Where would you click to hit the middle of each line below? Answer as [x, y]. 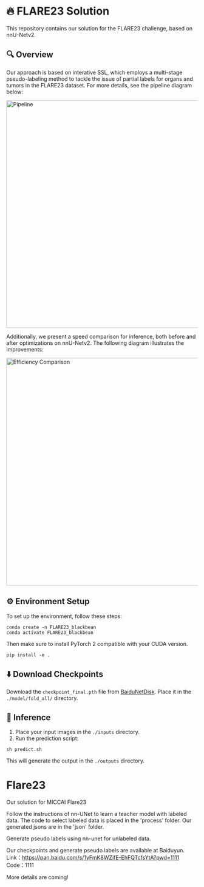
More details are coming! [37, 877]
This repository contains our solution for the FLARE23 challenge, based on [100, 28]
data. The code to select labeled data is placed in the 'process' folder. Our [99, 820]
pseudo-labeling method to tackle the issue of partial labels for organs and [100, 79]
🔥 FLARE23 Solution [58, 11]
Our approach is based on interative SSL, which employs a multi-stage [94, 72]
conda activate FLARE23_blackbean [50, 633]
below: [15, 92]
